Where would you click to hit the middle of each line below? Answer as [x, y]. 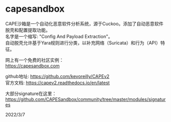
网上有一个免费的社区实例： [35, 60]
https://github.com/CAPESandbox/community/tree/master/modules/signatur [85, 99]
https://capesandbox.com [33, 66]
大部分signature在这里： [31, 93]
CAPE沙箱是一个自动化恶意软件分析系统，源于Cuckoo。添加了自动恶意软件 [84, 23]
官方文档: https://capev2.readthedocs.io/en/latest [58, 83]
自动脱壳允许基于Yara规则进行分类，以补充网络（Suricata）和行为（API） [83, 43]
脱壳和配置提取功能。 [28, 30]
